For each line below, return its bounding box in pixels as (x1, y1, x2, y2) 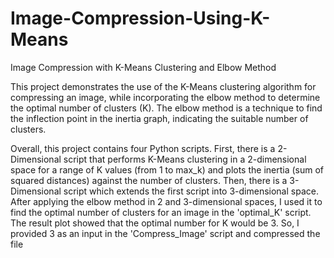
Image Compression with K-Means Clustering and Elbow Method (10, 61, 277, 73)
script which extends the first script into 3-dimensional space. (63, 185, 319, 197)
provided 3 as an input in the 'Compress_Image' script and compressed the (10, 227, 321, 239)
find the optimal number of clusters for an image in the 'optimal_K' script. (10, 206, 312, 218)
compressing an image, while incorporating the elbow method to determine (10, 91, 321, 103)
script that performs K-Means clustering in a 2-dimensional (63, 153, 307, 165)
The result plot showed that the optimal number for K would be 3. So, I (10, 217, 300, 229)
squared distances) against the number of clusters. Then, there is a (10, 174, 288, 186)
